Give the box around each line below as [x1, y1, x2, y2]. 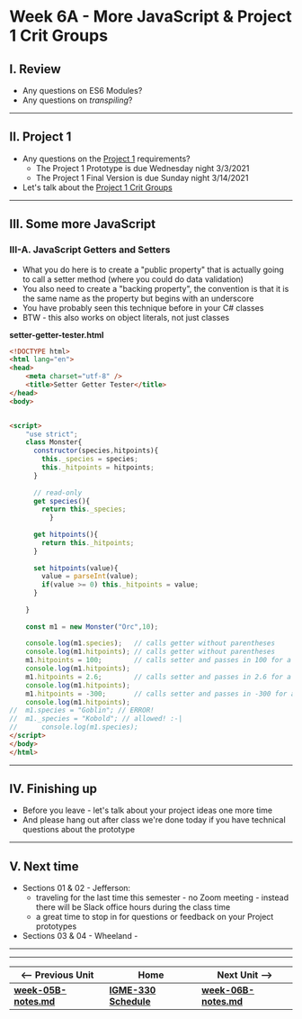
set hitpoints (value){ [32, 563, 119, 573]
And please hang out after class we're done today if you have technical [22, 814, 286, 825]
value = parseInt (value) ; [41, 572, 139, 581]
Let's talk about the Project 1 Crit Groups [22, 182, 173, 193]
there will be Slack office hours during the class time [35, 902, 231, 913]
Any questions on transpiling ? [22, 95, 133, 105]
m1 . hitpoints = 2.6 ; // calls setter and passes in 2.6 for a [25, 672, 292, 681]
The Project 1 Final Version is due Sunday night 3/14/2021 [35, 172, 249, 183]
